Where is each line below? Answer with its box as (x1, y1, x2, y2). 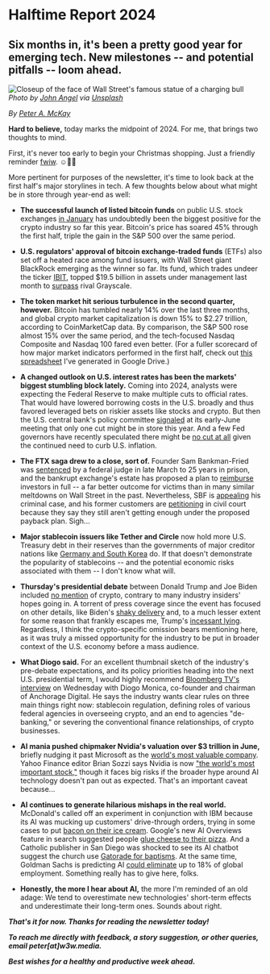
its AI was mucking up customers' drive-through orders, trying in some (19, 817, 255, 826)
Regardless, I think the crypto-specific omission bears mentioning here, (19, 625, 258, 634)
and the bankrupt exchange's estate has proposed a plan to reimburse (19, 473, 254, 483)
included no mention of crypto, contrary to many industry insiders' (19, 590, 241, 600)
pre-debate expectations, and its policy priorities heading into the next (19, 666, 254, 675)
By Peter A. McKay (8, 109, 71, 118)
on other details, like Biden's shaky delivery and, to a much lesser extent (19, 607, 261, 617)
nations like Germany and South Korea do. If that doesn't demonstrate (19, 549, 252, 558)
